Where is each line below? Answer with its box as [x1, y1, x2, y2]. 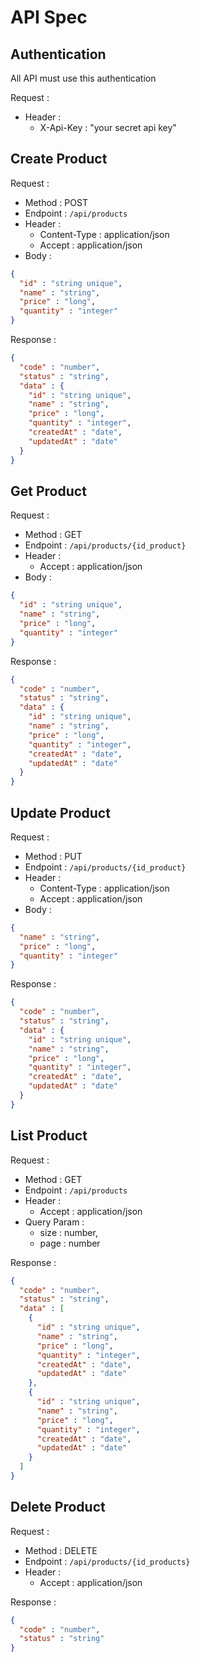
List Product [10, 1127, 88, 1145]
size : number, [39, 1226, 98, 1238]
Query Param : [24, 1216, 85, 1228]
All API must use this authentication [10, 72, 157, 84]
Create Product [10, 151, 108, 168]
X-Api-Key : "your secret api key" [39, 122, 177, 133]
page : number [39, 1237, 101, 1249]
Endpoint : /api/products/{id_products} [24, 1555, 191, 1567]
